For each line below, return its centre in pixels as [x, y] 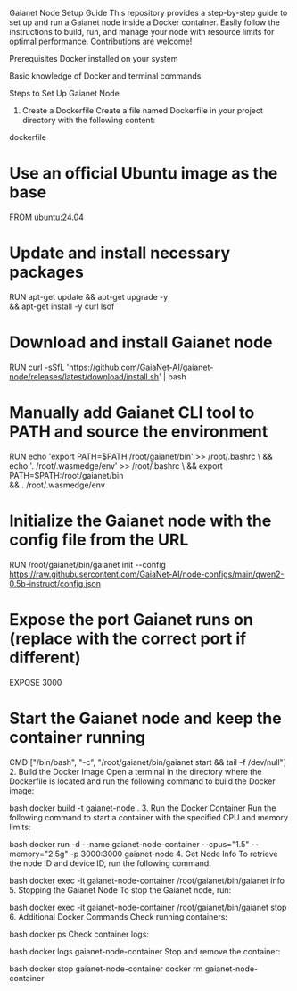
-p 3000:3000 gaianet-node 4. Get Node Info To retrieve [174, 854]
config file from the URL [99, 540]
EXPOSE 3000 [36, 682]
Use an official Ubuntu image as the [144, 174]
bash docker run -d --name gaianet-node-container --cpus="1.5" [129, 844]
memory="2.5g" [39, 854]
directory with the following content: [89, 120]
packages [47, 272]
